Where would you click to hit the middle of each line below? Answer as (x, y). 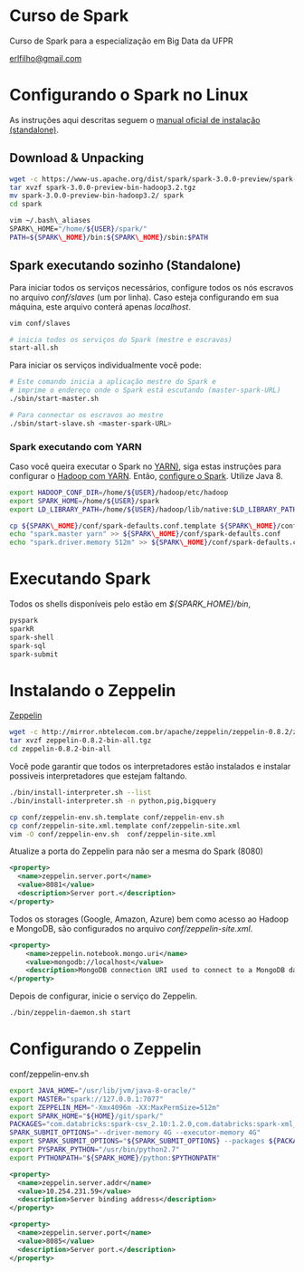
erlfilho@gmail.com (46, 58)
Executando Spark (80, 579)
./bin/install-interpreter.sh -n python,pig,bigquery (113, 801)
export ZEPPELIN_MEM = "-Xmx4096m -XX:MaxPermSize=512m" (115, 1107)
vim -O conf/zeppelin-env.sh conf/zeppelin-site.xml (113, 834)
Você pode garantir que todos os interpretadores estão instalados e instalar (150, 767)
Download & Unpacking (77, 158)
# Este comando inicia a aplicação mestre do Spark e (113, 382)
